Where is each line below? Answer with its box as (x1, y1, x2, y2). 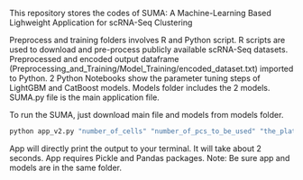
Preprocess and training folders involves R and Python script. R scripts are (9, 35, 286, 45)
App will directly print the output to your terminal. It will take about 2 (9, 143, 262, 154)
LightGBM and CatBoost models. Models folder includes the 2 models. (9, 83, 271, 93)
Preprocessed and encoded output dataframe (9, 54, 179, 64)
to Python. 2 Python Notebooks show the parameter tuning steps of (9, 73, 262, 84)
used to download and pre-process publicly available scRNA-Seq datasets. (9, 44, 289, 55)
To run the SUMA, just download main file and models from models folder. (9, 110, 284, 120)
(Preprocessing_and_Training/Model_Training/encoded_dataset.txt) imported (9, 63, 294, 74)
